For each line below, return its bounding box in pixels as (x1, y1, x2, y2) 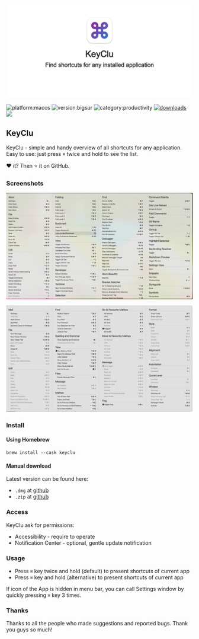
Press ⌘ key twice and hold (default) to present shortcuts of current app (14, 567, 190, 574)
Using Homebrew (6, 436, 50, 443)
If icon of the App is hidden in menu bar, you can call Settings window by (6, 585, 184, 592)
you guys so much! (6, 626, 53, 633)
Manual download (6, 462, 52, 469)
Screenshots (6, 179, 44, 187)
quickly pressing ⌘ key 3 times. (6, 592, 82, 599)
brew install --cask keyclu (6, 450, 76, 456)
